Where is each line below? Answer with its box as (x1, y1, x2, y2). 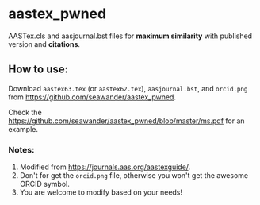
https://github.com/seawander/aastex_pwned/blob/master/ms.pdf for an (8, 116, 245, 126)
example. (8, 124, 38, 133)
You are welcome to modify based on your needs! (19, 188, 183, 197)
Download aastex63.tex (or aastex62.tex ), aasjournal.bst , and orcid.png (8, 83, 248, 93)
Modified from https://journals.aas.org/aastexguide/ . (19, 162, 191, 172)
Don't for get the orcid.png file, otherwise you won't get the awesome (19, 171, 248, 180)
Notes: (8, 144, 35, 155)
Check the (8, 107, 42, 117)
